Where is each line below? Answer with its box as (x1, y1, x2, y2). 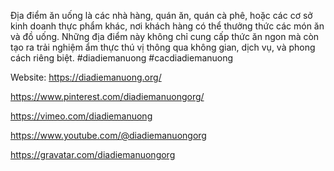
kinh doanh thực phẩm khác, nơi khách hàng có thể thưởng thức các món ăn (10, 20, 325, 32)
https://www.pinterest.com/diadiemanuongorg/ (10, 91, 205, 102)
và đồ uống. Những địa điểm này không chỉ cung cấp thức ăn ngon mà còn (10, 31, 320, 42)
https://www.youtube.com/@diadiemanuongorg (10, 130, 207, 141)
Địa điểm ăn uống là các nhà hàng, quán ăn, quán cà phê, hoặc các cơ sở (10, 10, 313, 21)
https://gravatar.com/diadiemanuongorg (10, 149, 176, 160)
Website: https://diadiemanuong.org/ (10, 71, 162, 83)
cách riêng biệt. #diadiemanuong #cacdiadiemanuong (10, 52, 234, 64)
